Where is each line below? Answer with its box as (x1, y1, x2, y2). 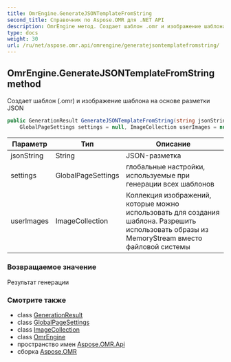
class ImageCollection (16, 326, 80, 334)
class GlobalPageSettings (16, 318, 90, 327)
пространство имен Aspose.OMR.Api (16, 340, 125, 348)
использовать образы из (126, 224, 209, 234)
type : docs (7, 29, 38, 36)
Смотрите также (7, 295, 67, 305)
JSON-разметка (126, 151, 181, 160)
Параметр (12, 139, 48, 149)
